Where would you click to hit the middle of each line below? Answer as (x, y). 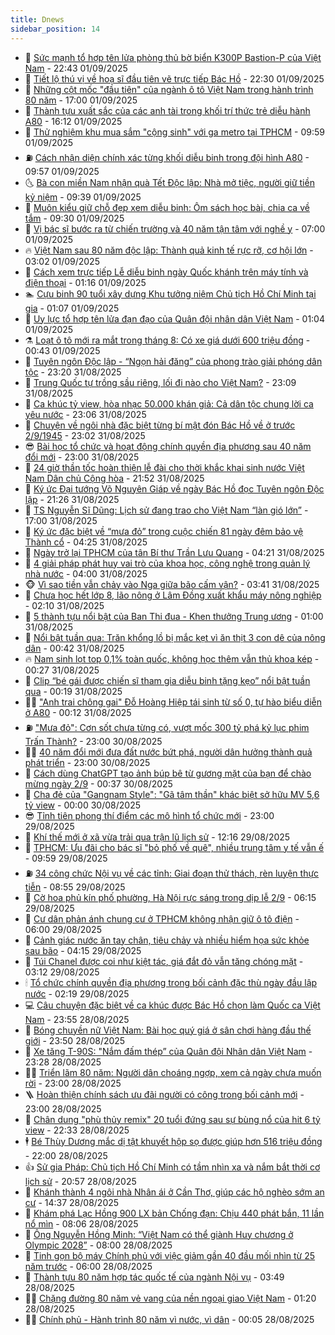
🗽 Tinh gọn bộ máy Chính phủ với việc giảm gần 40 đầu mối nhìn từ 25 (170, 1255)
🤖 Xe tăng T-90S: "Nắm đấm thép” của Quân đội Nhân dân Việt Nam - (168, 1051)
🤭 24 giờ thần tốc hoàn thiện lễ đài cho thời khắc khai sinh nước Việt (164, 467)
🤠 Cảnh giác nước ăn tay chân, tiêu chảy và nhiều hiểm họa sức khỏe (167, 940)
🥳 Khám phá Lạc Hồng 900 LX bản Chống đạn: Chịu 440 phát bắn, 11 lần (174, 1213)
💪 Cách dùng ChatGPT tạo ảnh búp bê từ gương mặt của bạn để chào (168, 773)
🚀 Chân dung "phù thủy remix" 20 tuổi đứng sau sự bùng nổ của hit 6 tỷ (172, 1119)
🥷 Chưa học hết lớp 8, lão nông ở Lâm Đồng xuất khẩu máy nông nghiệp (173, 595)
